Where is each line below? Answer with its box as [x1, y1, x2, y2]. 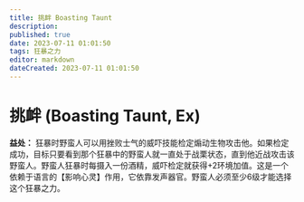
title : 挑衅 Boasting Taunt [9, 13, 113, 23]
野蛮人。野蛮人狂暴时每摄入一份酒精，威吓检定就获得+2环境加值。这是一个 [9, 159, 290, 170]
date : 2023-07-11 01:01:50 [9, 38, 111, 48]
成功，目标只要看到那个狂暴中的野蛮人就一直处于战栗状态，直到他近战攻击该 [9, 149, 295, 159]
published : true [9, 30, 71, 39]
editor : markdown [9, 55, 75, 64]
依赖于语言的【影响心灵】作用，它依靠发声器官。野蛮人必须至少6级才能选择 [9, 171, 292, 182]
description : [9, 22, 59, 31]
